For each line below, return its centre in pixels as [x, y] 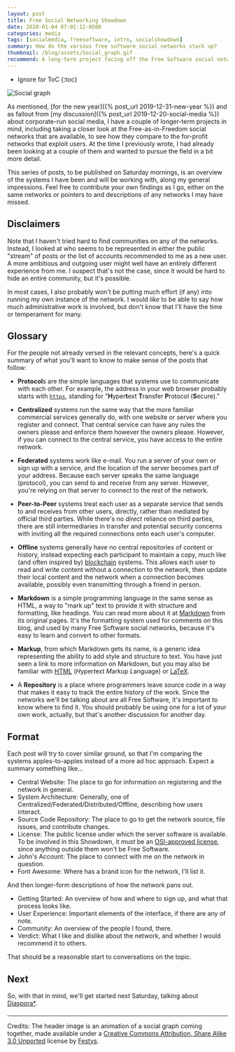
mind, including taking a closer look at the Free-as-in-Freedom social [107, 129]
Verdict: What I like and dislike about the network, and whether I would [119, 936]
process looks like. [44, 906]
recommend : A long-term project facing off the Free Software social [111, 60]
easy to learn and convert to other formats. [79, 636]
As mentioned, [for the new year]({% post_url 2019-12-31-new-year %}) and [117, 107]
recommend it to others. [52, 943]
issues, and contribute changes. [64, 827]
